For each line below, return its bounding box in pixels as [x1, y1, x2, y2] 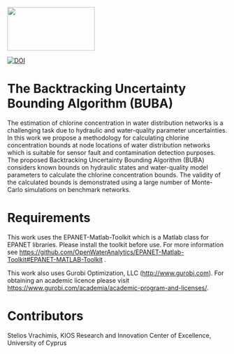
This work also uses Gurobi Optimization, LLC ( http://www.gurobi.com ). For [7, 269, 224, 277]
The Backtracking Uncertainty [7, 81, 187, 97]
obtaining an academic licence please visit [7, 276, 130, 284]
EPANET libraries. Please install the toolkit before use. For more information [7, 240, 224, 249]
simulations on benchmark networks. [24, 185, 131, 193]
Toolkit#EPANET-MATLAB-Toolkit [7, 255, 103, 263]
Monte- [191, 178, 213, 186]
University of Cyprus [7, 339, 67, 347]
